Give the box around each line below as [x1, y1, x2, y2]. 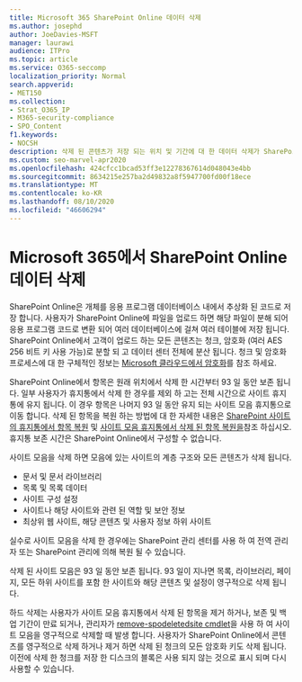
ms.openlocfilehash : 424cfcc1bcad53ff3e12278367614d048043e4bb [9, 164, 252, 173]
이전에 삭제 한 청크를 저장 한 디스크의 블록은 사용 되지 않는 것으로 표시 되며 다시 [9, 651, 288, 662]
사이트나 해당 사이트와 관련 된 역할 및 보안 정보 [22, 505, 186, 516]
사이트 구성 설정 [22, 493, 78, 504]
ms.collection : [9, 96, 67, 106]
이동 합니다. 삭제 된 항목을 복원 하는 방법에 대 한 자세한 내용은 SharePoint [9, 410, 267, 421]
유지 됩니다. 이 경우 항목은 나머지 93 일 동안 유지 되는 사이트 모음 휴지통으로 [25, 399, 292, 409]
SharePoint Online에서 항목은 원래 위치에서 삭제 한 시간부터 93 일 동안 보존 [9, 376, 274, 387]
